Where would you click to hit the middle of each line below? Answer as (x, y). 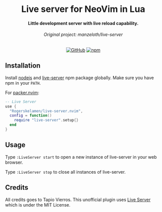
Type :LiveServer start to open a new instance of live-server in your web (81, 157)
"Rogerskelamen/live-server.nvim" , (46, 111)
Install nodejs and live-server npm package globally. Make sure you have (80, 78)
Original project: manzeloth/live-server (83, 35)
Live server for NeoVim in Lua (83, 9)
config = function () (31, 115)
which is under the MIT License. (38, 205)
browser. (14, 162)
